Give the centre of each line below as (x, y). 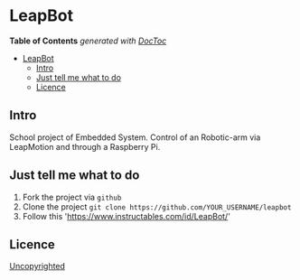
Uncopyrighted (37, 266)
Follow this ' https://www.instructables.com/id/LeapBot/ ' (126, 216)
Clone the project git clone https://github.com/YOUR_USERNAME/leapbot (157, 206)
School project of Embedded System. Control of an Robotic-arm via (135, 137)
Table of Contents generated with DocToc (88, 41)
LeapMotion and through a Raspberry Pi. (85, 146)
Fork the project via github (72, 197)
